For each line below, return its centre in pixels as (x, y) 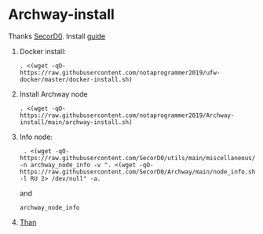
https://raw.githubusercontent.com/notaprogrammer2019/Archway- (127, 115)
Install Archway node (53, 94)
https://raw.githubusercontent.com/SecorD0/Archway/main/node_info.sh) (139, 172)
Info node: (36, 137)
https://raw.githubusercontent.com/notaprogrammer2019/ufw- (120, 72)
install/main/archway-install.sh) (76, 122)
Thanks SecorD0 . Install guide (57, 36)
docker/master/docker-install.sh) (76, 79)
